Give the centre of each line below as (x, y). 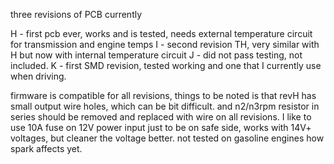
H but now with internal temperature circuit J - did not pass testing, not (156, 55)
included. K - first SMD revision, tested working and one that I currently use (166, 65)
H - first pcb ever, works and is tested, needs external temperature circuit (161, 33)
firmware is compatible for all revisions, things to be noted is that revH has (163, 95)
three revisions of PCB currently (76, 14)
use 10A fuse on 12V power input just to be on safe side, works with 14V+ (161, 127)
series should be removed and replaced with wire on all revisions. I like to (161, 117)
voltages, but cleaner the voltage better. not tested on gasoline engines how (167, 138)
